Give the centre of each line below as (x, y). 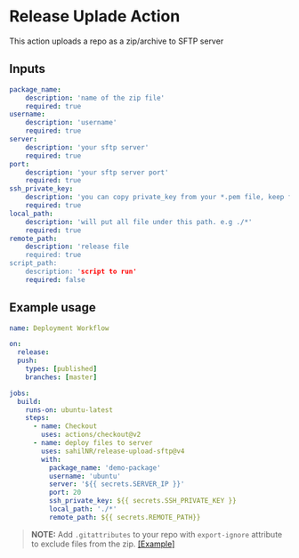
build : (29, 401)
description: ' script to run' (81, 271)
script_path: (33, 263)
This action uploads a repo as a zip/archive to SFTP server (117, 41)
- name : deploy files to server (93, 443)
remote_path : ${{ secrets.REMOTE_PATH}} (125, 517)
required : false (56, 279)
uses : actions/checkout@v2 (91, 435)
